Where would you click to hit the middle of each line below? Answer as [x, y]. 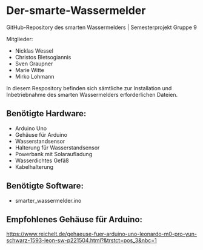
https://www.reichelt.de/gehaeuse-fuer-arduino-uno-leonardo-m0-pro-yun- [102, 234]
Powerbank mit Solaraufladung [54, 154]
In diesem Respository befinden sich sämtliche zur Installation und [89, 88]
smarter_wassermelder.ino [48, 200]
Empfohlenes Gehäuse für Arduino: [75, 219]
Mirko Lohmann [35, 76]
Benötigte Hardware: [46, 113]
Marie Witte [29, 70]
